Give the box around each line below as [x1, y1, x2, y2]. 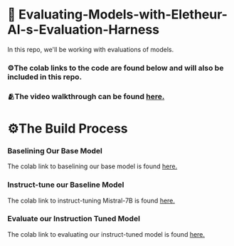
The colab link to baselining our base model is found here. [7, 162, 178, 170]
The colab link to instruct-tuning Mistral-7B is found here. [7, 196, 176, 205]
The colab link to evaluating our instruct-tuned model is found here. [7, 230, 205, 238]
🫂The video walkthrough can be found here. [7, 91, 165, 101]
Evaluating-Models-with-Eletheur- [18, 6, 228, 23]
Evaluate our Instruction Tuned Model [7, 214, 141, 224]
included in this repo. [7, 71, 83, 81]
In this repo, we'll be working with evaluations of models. [7, 45, 174, 53]
